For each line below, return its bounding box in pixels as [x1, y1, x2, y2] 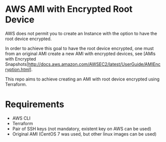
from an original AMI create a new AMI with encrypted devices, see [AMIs [5, 51, 156, 57]
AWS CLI [12, 115, 31, 121]
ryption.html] [5, 66, 32, 72]
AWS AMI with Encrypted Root [5, 3, 133, 15]
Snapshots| [5, 61, 29, 67]
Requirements [5, 99, 64, 110]
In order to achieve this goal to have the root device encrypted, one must [5, 45, 154, 51]
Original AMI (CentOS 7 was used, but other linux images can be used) [12, 131, 157, 137]
